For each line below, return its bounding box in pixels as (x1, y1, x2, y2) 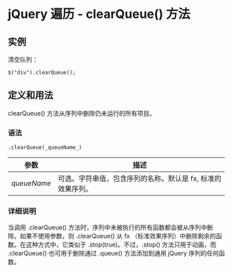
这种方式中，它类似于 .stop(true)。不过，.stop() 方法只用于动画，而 (25, 240, 217, 249)
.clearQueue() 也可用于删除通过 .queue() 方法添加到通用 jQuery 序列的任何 (8, 249, 219, 258)
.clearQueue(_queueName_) (8, 144, 82, 151)
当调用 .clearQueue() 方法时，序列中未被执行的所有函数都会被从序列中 (8, 223, 207, 231)
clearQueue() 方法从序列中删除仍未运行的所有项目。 (8, 109, 156, 117)
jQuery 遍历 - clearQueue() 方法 (8, 6, 191, 22)
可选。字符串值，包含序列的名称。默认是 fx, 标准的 (58, 174, 222, 183)
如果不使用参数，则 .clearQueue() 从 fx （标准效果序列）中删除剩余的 (19, 232, 216, 240)
